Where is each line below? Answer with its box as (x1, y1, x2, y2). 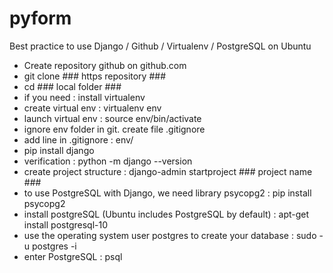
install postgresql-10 (23, 218, 108, 231)
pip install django (23, 144, 95, 156)
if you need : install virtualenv (23, 91, 146, 103)
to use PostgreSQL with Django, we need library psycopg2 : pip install (23, 187, 312, 199)
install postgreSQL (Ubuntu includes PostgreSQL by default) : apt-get (23, 208, 310, 220)
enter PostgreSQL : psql (23, 250, 123, 262)
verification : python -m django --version (23, 155, 193, 167)
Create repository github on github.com (23, 59, 187, 71)
